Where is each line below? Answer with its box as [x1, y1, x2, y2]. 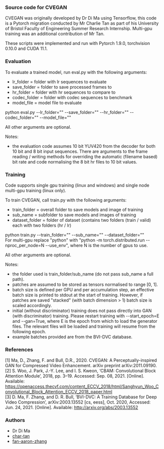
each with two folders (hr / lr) [12, 222, 72, 228]
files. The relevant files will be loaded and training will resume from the [12, 323, 156, 329]
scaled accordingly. [12, 302, 53, 308]
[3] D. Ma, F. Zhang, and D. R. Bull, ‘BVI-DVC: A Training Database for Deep [5, 394, 157, 400]
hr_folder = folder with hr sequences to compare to [12, 89, 116, 95]
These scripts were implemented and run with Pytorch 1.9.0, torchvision [5, 40, 150, 46]
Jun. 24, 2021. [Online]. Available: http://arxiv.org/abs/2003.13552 [5, 405, 138, 411]
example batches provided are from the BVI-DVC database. [12, 334, 133, 340]
